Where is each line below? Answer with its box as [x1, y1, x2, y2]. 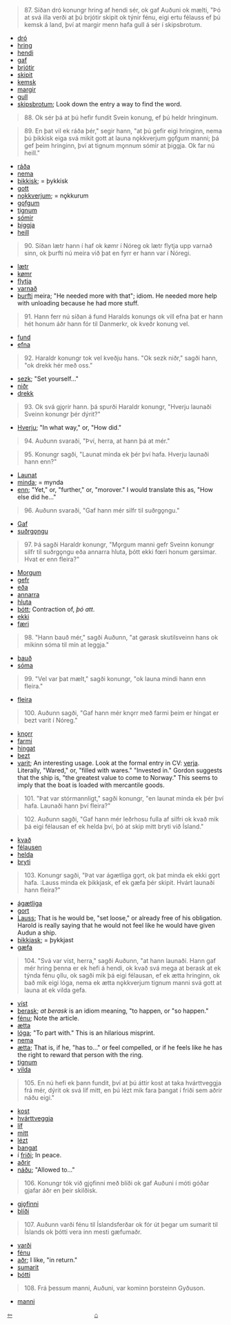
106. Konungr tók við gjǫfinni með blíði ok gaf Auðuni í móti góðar [23, 1179, 210, 1187]
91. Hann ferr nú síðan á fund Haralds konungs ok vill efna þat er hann [23, 312, 223, 321]
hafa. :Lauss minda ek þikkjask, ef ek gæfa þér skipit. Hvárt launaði [23, 879, 215, 886]
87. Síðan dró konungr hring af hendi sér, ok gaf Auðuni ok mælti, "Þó [23, 6, 221, 14]
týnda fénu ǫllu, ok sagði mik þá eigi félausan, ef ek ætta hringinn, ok [23, 971, 221, 980]
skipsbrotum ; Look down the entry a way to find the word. [17, 100, 182, 108]
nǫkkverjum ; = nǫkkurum [17, 191, 89, 200]
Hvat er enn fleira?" [23, 555, 80, 563]
